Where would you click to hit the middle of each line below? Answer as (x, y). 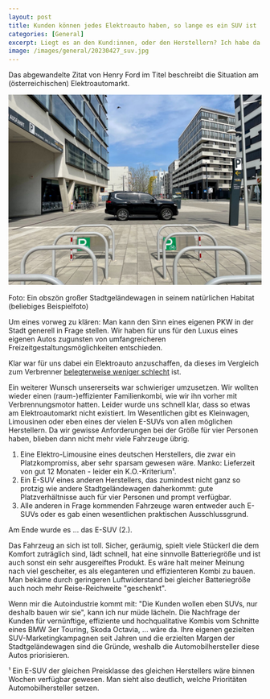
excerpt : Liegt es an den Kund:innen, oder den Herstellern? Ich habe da (135, 43)
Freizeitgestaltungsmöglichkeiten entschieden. (86, 348)
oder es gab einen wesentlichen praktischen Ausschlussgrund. (144, 515)
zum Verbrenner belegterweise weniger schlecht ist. (95, 372)
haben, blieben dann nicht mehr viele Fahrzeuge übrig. (99, 439)
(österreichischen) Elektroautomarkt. (69, 84)
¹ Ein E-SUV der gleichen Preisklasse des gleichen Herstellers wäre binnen (131, 671)
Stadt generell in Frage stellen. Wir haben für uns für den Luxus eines (123, 331)
